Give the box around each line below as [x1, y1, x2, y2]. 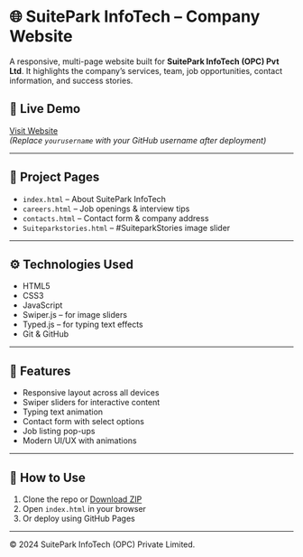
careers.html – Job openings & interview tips [22, 203, 190, 214]
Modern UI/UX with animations [22, 435, 137, 446]
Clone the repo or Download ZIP [22, 494, 142, 505]
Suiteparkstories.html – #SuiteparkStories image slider [22, 222, 231, 233]
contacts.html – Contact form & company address [22, 212, 209, 223]
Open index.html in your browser [22, 504, 147, 514]
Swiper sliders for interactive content [22, 397, 161, 408]
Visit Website [9, 125, 59, 136]
